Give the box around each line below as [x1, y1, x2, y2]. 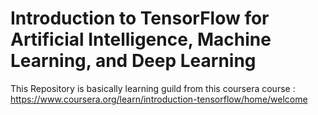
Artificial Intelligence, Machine [10, 28, 272, 51]
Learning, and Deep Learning [10, 50, 257, 72]
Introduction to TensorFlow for [10, 7, 270, 30]
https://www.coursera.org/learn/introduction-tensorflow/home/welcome [10, 93, 308, 105]
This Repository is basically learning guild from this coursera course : [10, 82, 296, 94]
